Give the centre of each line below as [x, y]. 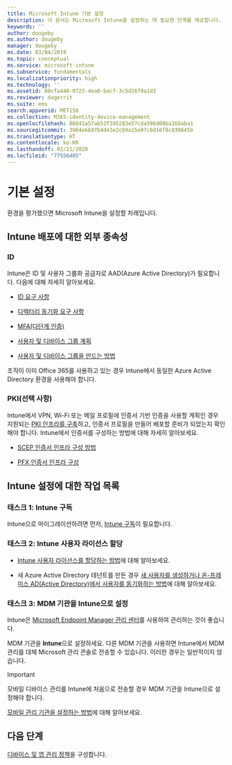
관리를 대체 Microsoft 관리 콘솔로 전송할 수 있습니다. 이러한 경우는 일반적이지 [111, 652]
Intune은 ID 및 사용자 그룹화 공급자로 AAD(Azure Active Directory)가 [101, 273]
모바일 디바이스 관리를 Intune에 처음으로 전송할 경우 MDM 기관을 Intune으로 [110, 689]
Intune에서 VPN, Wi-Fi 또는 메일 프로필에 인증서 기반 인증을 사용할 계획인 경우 [113, 415]
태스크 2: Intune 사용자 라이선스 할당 [65, 544]
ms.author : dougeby [35, 40]
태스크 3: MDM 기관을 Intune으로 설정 [68, 603]
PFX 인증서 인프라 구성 [48, 462]
